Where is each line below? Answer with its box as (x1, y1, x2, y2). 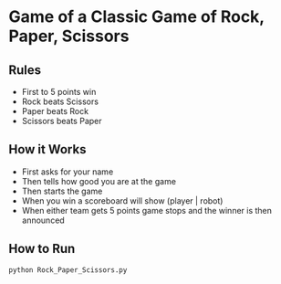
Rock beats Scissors (21, 96, 99, 107)
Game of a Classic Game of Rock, (8, 6, 265, 27)
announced (21, 215, 65, 226)
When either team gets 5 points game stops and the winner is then (21, 205, 273, 216)
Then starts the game (21, 185, 103, 196)
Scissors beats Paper (21, 116, 102, 126)
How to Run (8, 241, 76, 257)
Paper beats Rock (21, 106, 88, 116)
